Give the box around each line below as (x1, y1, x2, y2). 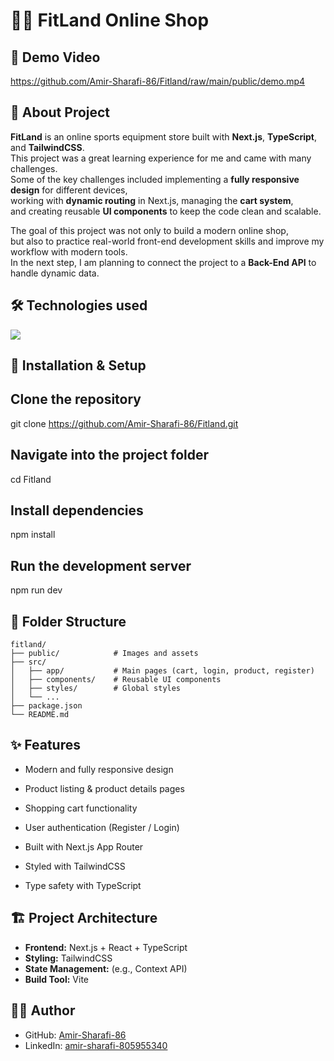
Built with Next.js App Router (24, 840, 144, 853)
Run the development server (10, 557, 192, 574)
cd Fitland (10, 473, 52, 485)
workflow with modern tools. (10, 245, 128, 258)
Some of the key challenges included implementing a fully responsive (10, 173, 300, 185)
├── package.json (10, 701, 83, 711)
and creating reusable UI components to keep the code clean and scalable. (10, 205, 322, 217)
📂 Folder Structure (10, 613, 127, 630)
